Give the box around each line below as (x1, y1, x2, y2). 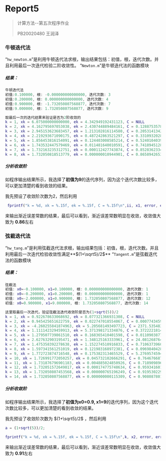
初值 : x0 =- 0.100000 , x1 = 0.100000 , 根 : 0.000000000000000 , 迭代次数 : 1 (5, 287, 148, 292)
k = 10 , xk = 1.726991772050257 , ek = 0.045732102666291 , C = (5, 355, 136, 361)
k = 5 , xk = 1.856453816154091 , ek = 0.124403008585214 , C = (5, 138, 134, 143)
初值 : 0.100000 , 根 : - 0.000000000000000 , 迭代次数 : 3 (5, 92, 111, 97)
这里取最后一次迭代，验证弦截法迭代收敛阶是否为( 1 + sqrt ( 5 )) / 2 (5, 309, 119, 315)
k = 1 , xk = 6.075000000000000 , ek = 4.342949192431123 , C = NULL (5, 119, 145, 124)
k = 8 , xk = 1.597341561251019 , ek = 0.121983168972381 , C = (5, 346, 134, 351)
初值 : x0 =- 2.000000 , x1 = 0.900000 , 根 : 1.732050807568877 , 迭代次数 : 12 (5, 296, 151, 301)
